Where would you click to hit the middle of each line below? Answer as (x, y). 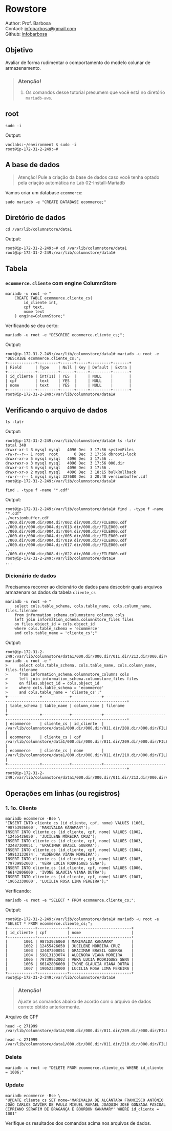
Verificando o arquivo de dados (56, 410)
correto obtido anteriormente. (49, 1007)
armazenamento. (23, 68)
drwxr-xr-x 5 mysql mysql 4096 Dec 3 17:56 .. (59, 459)
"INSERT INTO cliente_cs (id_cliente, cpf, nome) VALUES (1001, (75, 823)
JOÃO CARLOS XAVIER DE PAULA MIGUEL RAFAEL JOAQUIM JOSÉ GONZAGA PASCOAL (86, 1105)
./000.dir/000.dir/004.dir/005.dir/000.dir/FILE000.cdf (66, 536)
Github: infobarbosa (26, 34)
